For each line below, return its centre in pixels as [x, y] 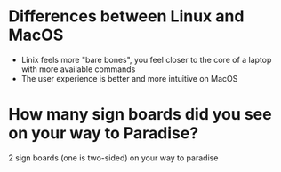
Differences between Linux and [126, 16]
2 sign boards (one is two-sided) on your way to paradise [113, 158]
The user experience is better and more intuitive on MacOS [129, 78]
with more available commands [78, 69]
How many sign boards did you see [140, 115]
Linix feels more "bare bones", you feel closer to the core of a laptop [146, 59]
